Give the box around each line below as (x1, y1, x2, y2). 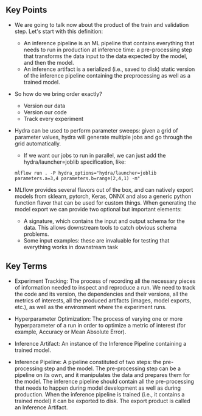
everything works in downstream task (23, 243, 118, 250)
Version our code (23, 108, 68, 115)
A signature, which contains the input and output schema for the (23, 217, 185, 225)
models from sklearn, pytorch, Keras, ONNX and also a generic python (14, 192, 192, 200)
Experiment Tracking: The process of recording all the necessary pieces (14, 277, 196, 285)
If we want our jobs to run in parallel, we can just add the (23, 151, 166, 159)
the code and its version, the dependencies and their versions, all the (14, 290, 188, 297)
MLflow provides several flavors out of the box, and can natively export (14, 186, 193, 193)
